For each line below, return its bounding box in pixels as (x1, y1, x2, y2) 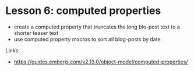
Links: (5, 47, 20, 54)
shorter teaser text (13, 29, 59, 36)
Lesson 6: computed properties (5, 4, 161, 17)
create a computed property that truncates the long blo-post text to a (13, 23, 180, 30)
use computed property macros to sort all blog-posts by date (13, 35, 161, 42)
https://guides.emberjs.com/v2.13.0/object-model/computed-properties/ (13, 58, 188, 65)
